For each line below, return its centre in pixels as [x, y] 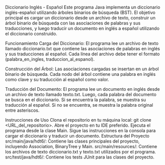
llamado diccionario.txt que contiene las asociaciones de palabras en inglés [83, 49]
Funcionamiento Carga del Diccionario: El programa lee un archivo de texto [82, 43]
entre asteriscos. [22, 110]
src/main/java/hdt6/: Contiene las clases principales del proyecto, [73, 141]
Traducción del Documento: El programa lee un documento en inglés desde [82, 89]
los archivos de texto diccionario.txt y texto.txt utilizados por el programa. [81, 152]
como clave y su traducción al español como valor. [57, 80]
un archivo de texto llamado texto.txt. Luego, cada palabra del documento [81, 94]
